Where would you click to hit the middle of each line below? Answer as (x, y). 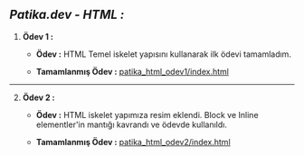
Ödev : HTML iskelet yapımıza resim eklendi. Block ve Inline (147, 115)
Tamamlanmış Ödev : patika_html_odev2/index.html (133, 142)
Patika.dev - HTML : (67, 15)
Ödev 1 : (38, 36)
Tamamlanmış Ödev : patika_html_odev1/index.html (132, 71)
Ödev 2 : (39, 97)
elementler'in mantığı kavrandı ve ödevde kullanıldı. (132, 124)
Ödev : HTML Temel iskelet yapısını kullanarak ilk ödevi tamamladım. (164, 54)
